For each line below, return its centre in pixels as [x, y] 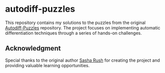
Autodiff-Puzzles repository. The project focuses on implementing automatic [83, 27]
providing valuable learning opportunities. [47, 65]
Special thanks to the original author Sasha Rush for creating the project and [82, 60]
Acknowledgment [33, 48]
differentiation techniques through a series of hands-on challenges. [73, 33]
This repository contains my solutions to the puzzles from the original [75, 23]
